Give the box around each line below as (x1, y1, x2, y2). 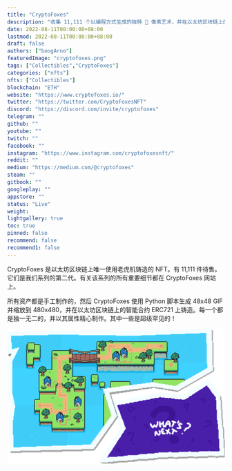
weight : (7, 208, 30, 215)
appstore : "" (7, 193, 45, 200)
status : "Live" (7, 200, 51, 207)
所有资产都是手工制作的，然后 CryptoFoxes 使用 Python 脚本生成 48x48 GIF (7, 297, 223, 305)
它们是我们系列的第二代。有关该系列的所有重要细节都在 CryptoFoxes (7, 273, 202, 282)
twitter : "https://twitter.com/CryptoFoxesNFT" (7, 99, 147, 106)
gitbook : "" (7, 179, 41, 186)
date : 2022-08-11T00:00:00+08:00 (7, 26, 104, 32)
